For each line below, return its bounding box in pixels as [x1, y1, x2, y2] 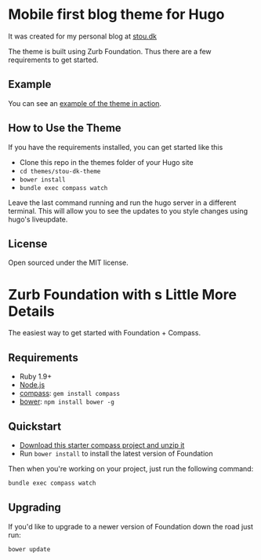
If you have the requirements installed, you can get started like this [8, 142, 223, 152]
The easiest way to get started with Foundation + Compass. [8, 328, 201, 338]
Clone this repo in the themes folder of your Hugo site [19, 157, 194, 167]
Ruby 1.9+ [19, 372, 53, 382]
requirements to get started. [8, 55, 99, 64]
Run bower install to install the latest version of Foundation [19, 448, 213, 458]
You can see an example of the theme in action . [8, 98, 162, 108]
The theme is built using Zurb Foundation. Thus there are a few [8, 46, 212, 56]
